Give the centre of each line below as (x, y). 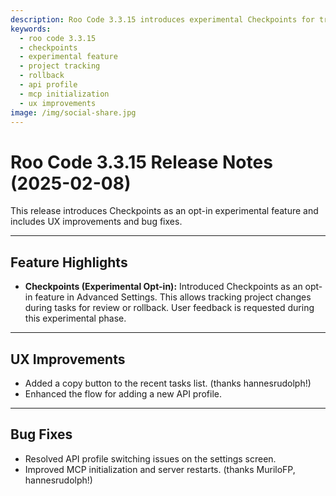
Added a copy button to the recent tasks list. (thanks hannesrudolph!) (168, 383)
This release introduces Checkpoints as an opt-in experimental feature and (164, 211)
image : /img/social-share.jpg (73, 112)
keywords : (31, 29)
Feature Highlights (69, 262)
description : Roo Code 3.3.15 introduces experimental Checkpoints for (162, 19)
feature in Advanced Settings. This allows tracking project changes (173, 297)
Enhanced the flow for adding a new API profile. (123, 393)
